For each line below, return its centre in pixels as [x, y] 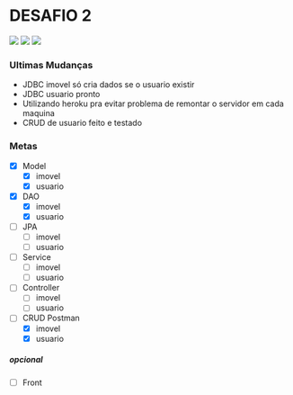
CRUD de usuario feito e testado [82, 123]
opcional [26, 360]
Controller [41, 288]
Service [36, 257]
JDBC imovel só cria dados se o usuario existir [108, 85]
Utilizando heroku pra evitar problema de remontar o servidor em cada [153, 103]
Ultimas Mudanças [51, 65]
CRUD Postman [51, 318]
